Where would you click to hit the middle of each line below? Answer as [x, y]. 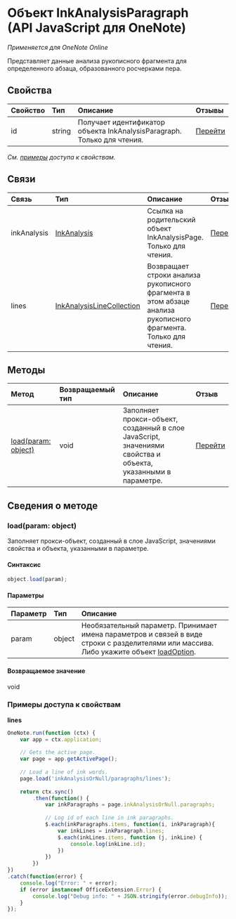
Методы [26, 370]
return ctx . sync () [47, 792]
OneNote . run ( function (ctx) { [52, 733]
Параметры [26, 595]
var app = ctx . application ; [61, 739]
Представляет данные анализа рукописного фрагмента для [97, 60]
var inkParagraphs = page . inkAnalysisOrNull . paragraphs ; [130, 805]
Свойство [28, 110]
